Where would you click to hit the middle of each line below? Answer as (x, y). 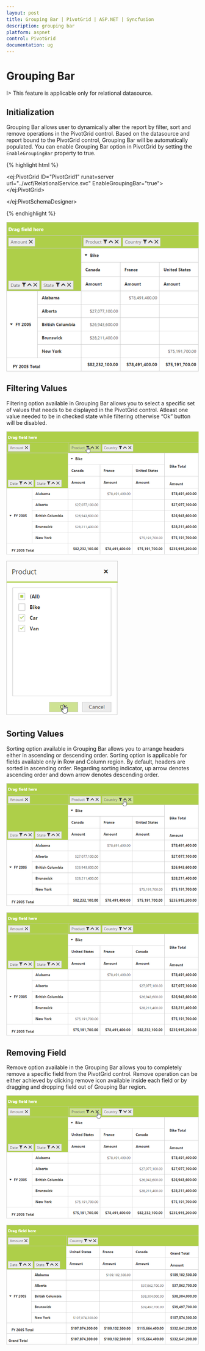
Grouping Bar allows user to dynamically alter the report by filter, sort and (99, 127)
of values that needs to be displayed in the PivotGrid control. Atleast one (97, 410)
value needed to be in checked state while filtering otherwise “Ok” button (99, 416)
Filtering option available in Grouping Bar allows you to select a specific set (101, 403)
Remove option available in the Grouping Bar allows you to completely (94, 1067)
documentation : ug (30, 45)
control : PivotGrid (31, 39)
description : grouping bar (41, 26)
